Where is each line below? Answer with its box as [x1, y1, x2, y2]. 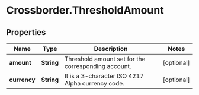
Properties [6, 27, 46, 37]
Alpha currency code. [64, 80, 124, 87]
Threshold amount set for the [64, 55, 146, 63]
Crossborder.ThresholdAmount [6, 4, 164, 17]
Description [94, 45, 128, 53]
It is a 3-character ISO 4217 [64, 72, 144, 80]
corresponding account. [64, 62, 131, 70]
